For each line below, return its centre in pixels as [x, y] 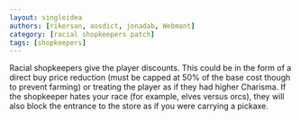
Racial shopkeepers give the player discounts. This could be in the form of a [150, 68]
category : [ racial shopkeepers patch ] [82, 34]
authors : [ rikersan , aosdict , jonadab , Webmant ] [102, 26]
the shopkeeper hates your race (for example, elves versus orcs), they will [147, 97]
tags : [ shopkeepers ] [48, 43]
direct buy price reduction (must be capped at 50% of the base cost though [150, 78]
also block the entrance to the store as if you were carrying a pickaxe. [139, 106]
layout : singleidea [46, 17]
